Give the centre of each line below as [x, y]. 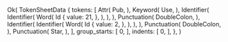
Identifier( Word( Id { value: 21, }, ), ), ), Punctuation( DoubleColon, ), [104, 17]
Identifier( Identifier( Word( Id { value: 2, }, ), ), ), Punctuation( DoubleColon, [114, 24]
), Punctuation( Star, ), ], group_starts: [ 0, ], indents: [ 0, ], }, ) [94, 31]
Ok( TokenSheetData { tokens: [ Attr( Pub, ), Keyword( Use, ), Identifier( [108, 10]
